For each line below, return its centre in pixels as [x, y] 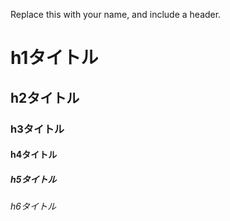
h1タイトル [54, 58]
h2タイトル [45, 97]
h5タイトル [33, 179]
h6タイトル [33, 206]
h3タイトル [37, 129]
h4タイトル [34, 155]
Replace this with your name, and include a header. [116, 14]
